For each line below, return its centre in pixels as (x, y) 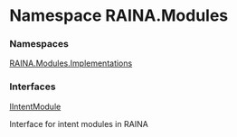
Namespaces (39, 44)
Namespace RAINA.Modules (119, 16)
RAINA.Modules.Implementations (71, 63)
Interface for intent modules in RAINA (79, 123)
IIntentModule (35, 106)
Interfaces (33, 87)
